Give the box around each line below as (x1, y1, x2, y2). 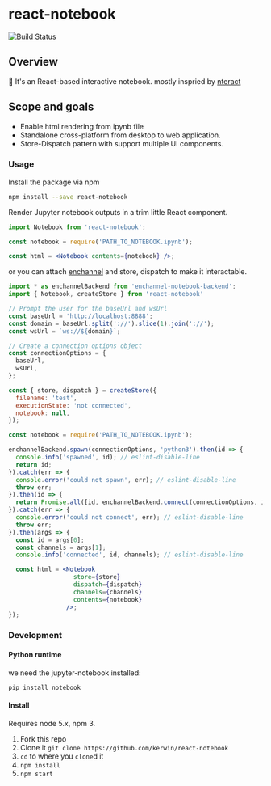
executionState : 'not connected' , (15, 401, 131, 409)
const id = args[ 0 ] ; (15, 535, 85, 544)
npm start (19, 770, 54, 778)
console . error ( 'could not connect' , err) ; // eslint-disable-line (15, 513, 244, 522)
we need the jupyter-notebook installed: (8, 668, 141, 678)
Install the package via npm (8, 177, 100, 187)
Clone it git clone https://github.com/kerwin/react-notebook (19, 742, 229, 752)
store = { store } (73, 573, 121, 581)
